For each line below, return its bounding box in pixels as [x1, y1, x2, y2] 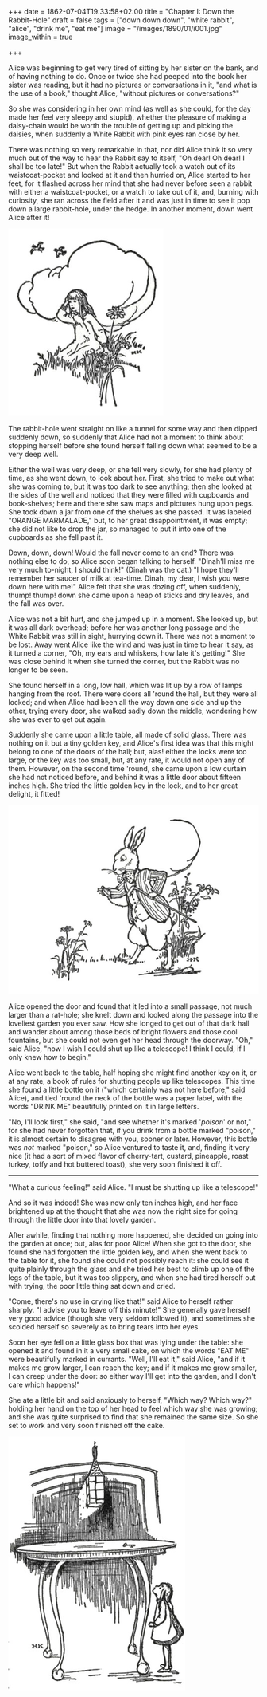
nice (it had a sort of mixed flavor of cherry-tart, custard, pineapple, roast [8, 1152, 249, 1160]
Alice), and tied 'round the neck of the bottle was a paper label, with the [8, 1093, 243, 1103]
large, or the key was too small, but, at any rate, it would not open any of [8, 755, 245, 765]
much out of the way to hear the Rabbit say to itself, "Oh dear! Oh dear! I [8, 153, 245, 163]
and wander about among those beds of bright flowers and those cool [8, 1027, 238, 1036]
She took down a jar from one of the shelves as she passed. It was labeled [8, 507, 252, 517]
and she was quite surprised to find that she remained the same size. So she [8, 1412, 259, 1422]
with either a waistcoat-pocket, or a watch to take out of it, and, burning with [8, 187, 259, 196]
